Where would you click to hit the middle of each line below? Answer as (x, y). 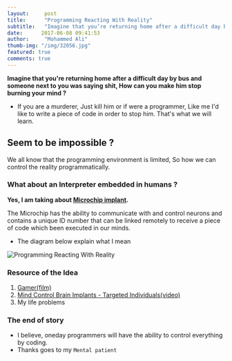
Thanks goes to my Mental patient (67, 350)
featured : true (29, 53)
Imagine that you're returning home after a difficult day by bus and (105, 78)
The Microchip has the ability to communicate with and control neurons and (115, 213)
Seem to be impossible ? (61, 143)
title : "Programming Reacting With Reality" (80, 20)
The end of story (36, 320)
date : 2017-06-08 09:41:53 (54, 33)
